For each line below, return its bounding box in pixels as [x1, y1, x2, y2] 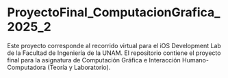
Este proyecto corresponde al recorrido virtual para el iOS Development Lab [7, 41, 221, 50]
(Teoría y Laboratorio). [47, 63, 111, 71]
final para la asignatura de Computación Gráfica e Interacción [7, 56, 181, 64]
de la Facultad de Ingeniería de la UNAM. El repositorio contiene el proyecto [7, 49, 221, 57]
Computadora [7, 63, 47, 71]
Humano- [182, 56, 209, 64]
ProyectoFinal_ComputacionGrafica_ [7, 5, 220, 20]
